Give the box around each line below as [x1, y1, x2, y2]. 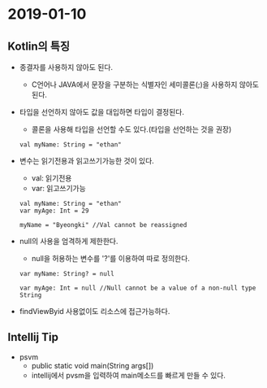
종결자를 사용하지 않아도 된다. [19, 63, 114, 72]
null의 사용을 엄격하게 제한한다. [19, 237, 118, 246]
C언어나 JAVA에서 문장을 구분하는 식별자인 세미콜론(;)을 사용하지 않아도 [31, 80, 260, 89]
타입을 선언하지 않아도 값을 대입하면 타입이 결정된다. [19, 107, 184, 116]
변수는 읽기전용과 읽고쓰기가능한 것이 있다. [19, 156, 155, 165]
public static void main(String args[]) [31, 360, 154, 370]
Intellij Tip [7, 330, 58, 344]
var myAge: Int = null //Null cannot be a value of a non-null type [19, 284, 256, 292]
